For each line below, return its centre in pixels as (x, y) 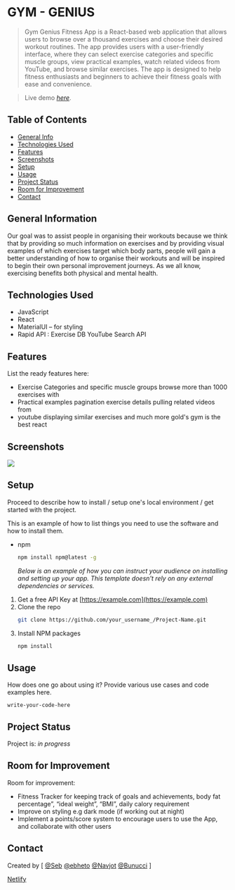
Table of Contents (47, 120)
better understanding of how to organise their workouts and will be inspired (116, 258)
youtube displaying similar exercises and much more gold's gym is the (119, 417)
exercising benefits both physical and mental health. (83, 273)
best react (32, 425)
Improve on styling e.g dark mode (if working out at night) (101, 811)
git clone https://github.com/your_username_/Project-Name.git (112, 620)
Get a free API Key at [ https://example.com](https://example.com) (113, 599)
